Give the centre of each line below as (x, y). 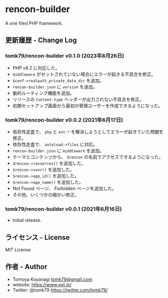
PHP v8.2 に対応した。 (36, 68)
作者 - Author (26, 267)
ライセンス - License (38, 237)
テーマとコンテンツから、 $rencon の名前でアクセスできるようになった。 (88, 157)
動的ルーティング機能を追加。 (43, 93)
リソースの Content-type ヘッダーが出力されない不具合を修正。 (78, 99)
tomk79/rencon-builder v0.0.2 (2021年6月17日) (64, 120)
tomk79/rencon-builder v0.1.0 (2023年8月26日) (65, 56)
